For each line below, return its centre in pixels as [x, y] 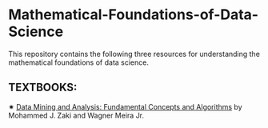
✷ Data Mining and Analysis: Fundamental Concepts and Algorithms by [125, 106]
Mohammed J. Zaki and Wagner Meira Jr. [76, 115]
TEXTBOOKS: [43, 88]
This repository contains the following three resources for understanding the [134, 54]
